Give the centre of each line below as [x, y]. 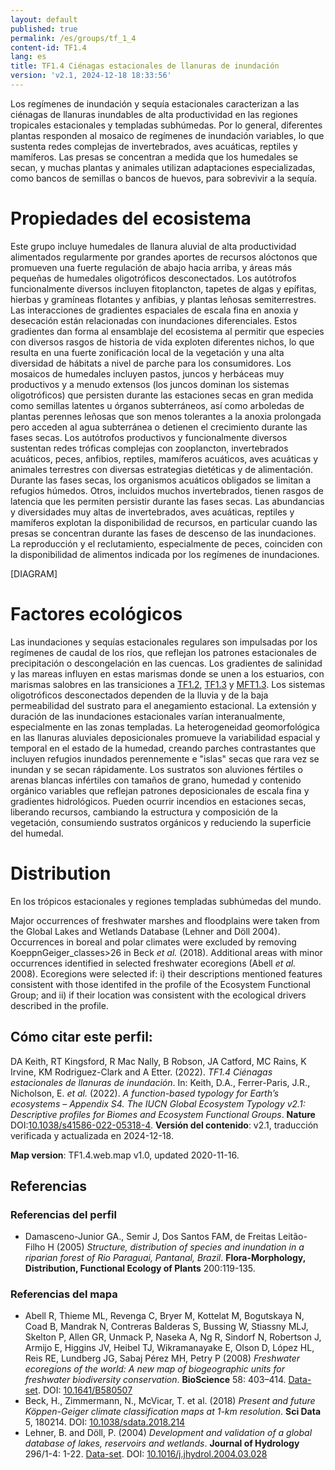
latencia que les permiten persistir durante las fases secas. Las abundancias [167, 501]
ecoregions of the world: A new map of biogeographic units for [154, 1369]
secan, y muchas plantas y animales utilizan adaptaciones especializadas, [163, 167]
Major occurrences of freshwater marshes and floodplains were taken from [165, 920]
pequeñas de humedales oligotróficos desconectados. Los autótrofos [153, 278]
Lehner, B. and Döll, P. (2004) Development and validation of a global [168, 1433]
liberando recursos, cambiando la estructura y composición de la [144, 812]
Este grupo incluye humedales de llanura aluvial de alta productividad [153, 246]
